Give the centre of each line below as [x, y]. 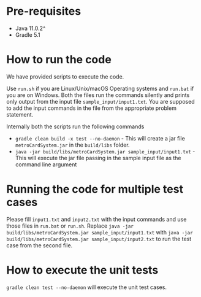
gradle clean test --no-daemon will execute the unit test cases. [87, 287]
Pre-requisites [44, 11]
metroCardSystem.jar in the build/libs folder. [72, 145]
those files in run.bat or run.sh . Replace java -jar [70, 226]
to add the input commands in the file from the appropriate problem [91, 108]
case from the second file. [40, 245]
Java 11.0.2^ [30, 28]
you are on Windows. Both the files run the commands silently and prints [98, 95]
